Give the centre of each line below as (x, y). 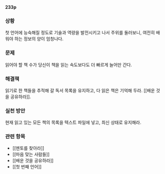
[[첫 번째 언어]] (27, 167)
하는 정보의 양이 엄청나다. (39, 39)
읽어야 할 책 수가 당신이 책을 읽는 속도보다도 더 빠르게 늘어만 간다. (69, 64)
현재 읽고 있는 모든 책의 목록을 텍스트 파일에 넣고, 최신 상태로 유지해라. (73, 122)
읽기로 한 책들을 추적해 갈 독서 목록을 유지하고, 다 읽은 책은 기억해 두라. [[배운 (80, 90)
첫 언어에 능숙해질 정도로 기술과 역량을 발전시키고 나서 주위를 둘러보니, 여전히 (80, 33)
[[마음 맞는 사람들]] (31, 154)
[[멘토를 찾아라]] (28, 148)
